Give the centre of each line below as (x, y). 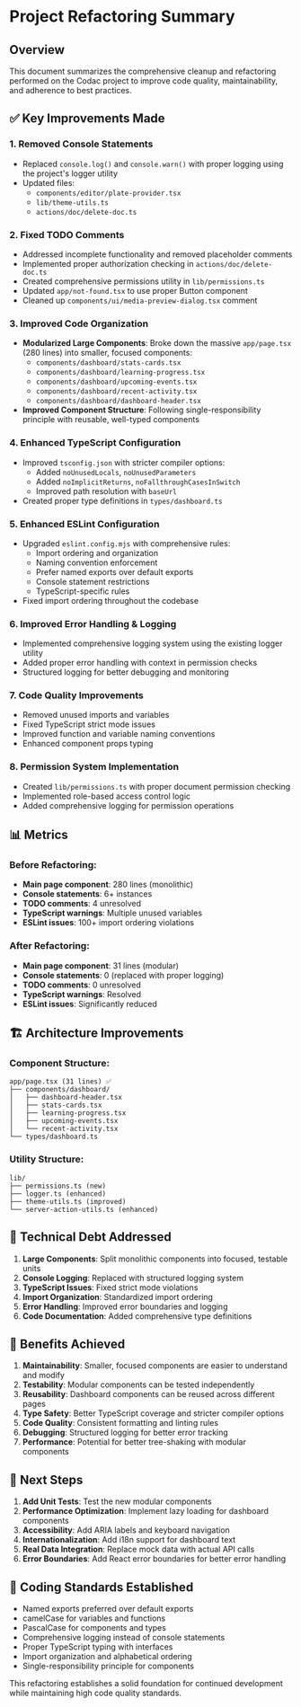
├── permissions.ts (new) (58, 1186)
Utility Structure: (47, 1159)
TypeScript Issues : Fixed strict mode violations (110, 1287)
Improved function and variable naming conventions (119, 734)
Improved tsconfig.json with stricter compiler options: (124, 462)
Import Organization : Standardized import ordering (118, 1296)
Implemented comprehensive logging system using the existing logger (152, 643)
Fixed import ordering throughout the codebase (111, 600)
